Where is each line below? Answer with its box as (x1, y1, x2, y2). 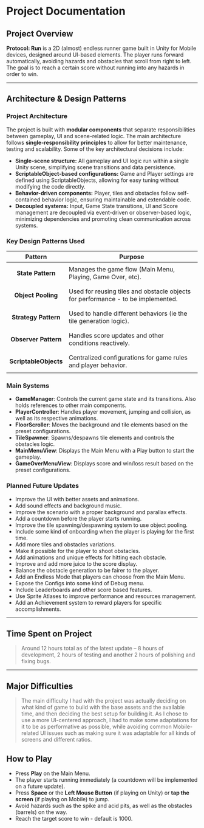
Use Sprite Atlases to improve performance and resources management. (15, 592, 197, 600)
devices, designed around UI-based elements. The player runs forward (6, 51, 184, 58)
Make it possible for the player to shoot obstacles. (15, 547, 141, 554)
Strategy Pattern (12, 313, 61, 321)
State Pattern (16, 269, 56, 277)
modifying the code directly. (15, 183, 86, 190)
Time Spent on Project (6, 628, 92, 639)
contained (15, 196, 41, 203)
